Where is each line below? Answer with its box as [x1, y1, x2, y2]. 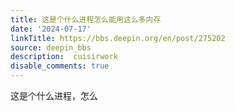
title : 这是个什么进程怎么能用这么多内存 [10, 14, 162, 25]
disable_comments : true [10, 61, 110, 71]
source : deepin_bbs [10, 42, 92, 53]
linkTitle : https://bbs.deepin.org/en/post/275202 [10, 33, 226, 43]
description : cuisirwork [10, 52, 118, 62]
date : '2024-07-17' [10, 24, 92, 34]
